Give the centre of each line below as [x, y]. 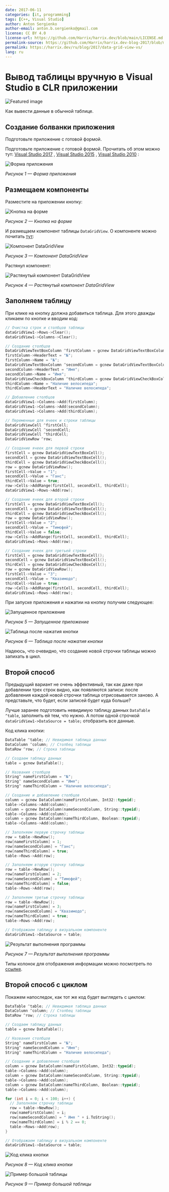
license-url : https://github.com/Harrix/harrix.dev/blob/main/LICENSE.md [84, 38]
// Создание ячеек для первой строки [45, 449]
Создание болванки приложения [60, 127]
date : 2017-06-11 [23, 10]
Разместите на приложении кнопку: [44, 202]
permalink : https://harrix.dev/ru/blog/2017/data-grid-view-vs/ [74, 47]
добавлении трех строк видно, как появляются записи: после [72, 690]
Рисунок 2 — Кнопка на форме [39, 221]
